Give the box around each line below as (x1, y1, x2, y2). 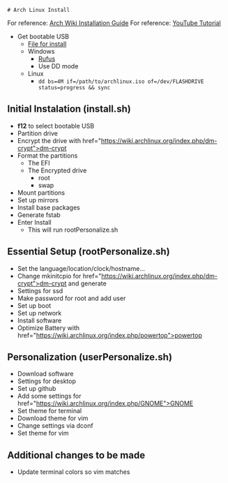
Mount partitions (17, 188, 65, 197)
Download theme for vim (17, 414, 89, 422)
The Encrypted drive (27, 166, 87, 174)
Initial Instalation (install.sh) (7, 103, 131, 115)
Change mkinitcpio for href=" (17, 272, 102, 280)
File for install (27, 40, 67, 48)
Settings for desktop (17, 377, 77, 385)
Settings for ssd (17, 286, 63, 295)
